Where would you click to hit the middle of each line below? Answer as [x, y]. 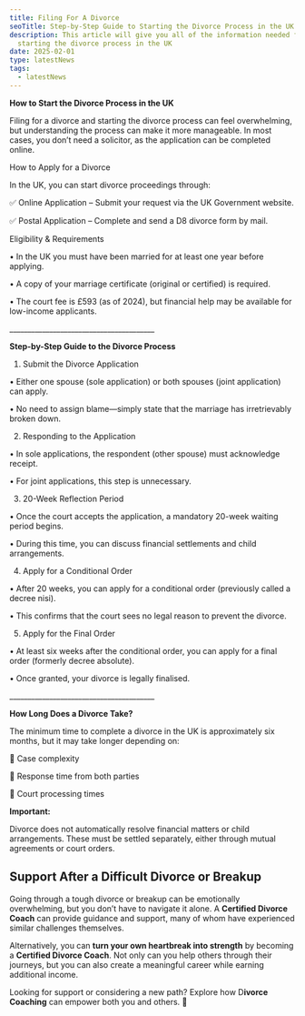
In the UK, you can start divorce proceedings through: [110, 185]
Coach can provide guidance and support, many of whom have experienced [152, 918]
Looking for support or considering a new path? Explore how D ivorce [139, 991]
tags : [20, 69]
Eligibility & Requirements [57, 238]
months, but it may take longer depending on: [94, 740]
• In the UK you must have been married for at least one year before [137, 257]
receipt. [24, 463]
